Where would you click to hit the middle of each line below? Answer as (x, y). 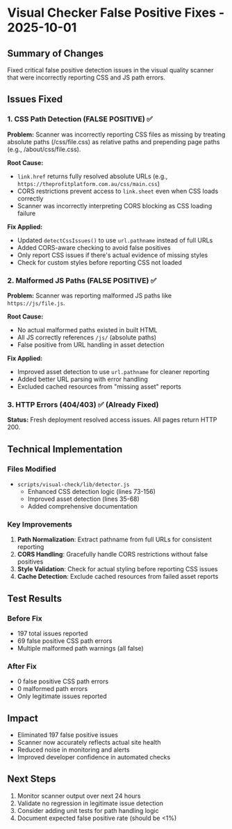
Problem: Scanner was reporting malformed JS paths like (90, 295)
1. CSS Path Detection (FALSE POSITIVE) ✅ (80, 119)
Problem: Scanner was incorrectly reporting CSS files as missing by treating (116, 134)
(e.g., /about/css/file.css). (44, 149)
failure (26, 213)
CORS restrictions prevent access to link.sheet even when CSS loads (118, 191)
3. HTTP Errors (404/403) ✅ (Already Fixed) (83, 404)
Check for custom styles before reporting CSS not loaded (100, 262)
